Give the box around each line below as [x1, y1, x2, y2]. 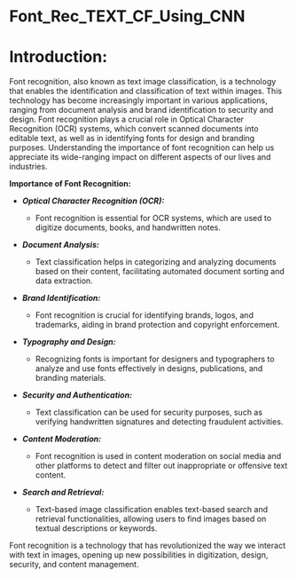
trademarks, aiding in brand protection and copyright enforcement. [35, 320, 280, 330]
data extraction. [35, 275, 93, 286]
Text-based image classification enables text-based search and [35, 504, 269, 515]
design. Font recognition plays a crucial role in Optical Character [9, 114, 244, 125]
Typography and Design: [21, 337, 117, 347]
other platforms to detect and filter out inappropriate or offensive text [35, 460, 288, 471]
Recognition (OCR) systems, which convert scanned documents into [9, 123, 259, 134]
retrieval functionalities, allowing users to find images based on [35, 513, 267, 525]
